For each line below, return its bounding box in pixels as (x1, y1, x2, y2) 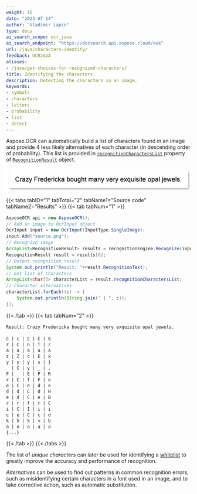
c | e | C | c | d (6, 412, 51, 418)
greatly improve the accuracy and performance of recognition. (6, 457, 157, 464)
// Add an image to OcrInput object (6, 221, 96, 227)
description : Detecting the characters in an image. (6, 77, 138, 83)
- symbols (6, 90, 30, 96)
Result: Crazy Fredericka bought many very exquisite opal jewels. (6, 324, 175, 330)
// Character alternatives (6, 283, 72, 289)
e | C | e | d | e (6, 383, 51, 389)
